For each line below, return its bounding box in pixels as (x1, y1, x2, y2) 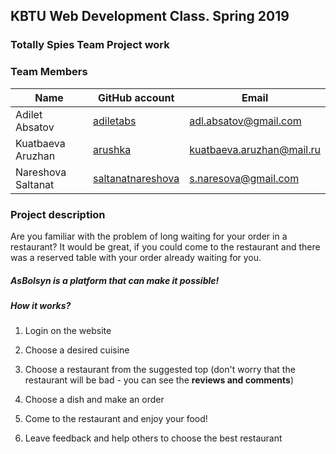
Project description (10, 207, 106, 221)
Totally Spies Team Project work (10, 38, 170, 52)
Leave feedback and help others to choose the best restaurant (24, 432, 283, 444)
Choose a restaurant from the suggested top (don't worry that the (24, 364, 296, 376)
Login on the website (24, 325, 112, 337)
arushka (93, 142, 132, 156)
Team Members (10, 65, 88, 79)
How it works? (10, 299, 72, 311)
